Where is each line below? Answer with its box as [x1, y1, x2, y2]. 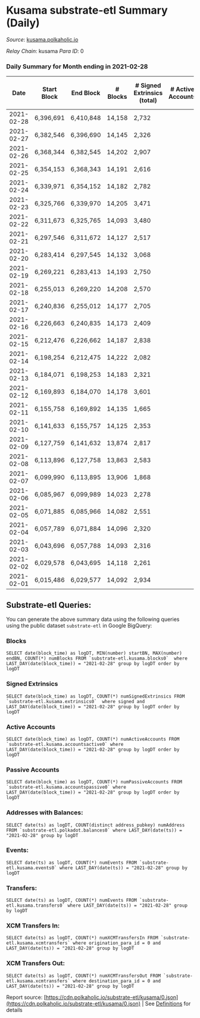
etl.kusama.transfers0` [6, 903, 65, 908]
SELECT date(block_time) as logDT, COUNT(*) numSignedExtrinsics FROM [6, 693, 185, 700]
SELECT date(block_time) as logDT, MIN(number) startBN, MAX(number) [6, 650, 183, 657]
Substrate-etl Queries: [6, 599, 92, 610]
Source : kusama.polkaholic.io [6, 36, 79, 43]
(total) [139, 96, 158, 105]
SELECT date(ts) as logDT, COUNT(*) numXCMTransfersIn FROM [6, 935, 159, 941]
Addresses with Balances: [6, 808, 83, 817]
